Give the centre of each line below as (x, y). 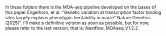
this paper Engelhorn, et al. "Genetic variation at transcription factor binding (83, 12)
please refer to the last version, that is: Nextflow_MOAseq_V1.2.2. (72, 28)
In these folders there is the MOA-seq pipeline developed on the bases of (81, 7)
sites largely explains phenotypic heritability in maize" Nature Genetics (78, 18)
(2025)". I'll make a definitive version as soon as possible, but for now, (77, 23)
